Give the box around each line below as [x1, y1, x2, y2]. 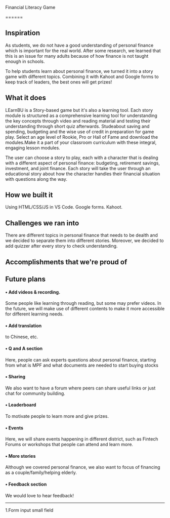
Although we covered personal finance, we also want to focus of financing [5, 464, 160, 470]
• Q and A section [5, 345, 43, 351]
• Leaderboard [5, 402, 36, 408]
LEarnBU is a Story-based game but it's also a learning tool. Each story [5, 107, 153, 113]
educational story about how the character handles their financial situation [5, 171, 160, 177]
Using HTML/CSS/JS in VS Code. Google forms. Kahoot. [5, 204, 123, 210]
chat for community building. [5, 390, 66, 396]
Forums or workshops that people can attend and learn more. [5, 442, 133, 448]
